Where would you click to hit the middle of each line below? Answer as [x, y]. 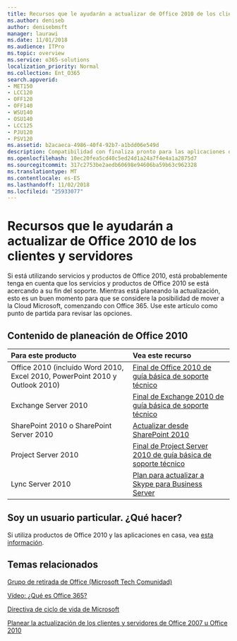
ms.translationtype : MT [42, 171]
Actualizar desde [161, 426]
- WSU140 [20, 112]
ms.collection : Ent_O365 [44, 73]
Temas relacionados [53, 565]
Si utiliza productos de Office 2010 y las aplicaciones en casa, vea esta [110, 535]
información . [26, 542]
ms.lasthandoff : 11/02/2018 [49, 184]
